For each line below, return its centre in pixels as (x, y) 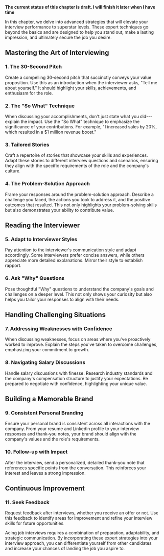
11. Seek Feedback (27, 502)
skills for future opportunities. (35, 523)
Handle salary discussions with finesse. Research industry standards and (79, 373)
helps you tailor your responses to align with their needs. (62, 299)
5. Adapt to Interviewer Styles (41, 239)
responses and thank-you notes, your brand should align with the (71, 434)
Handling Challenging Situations (56, 315)
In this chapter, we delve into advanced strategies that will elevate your (77, 22)
